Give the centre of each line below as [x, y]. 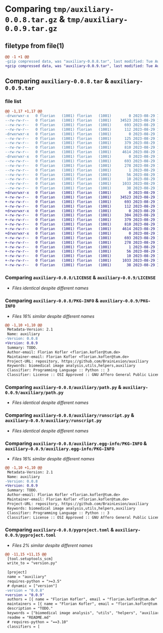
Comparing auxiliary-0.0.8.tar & [57, 81]
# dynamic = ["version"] [32, 586]
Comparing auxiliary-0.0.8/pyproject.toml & [59, 530]
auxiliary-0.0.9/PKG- [125, 301]
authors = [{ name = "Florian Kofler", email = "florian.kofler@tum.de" [82, 599]
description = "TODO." [30, 609]
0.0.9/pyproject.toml [31, 535]
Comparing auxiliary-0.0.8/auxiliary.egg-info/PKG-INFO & [76, 443]
